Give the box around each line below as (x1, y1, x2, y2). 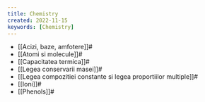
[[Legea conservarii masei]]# (17, 65, 102, 74)
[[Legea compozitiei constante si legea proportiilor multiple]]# (17, 72, 199, 81)
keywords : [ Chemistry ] (7, 23, 74, 30)
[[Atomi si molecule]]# (17, 50, 83, 58)
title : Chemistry (7, 10, 59, 18)
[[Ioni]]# (17, 80, 42, 89)
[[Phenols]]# (17, 87, 54, 96)
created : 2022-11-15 (7, 17, 69, 24)
